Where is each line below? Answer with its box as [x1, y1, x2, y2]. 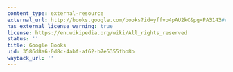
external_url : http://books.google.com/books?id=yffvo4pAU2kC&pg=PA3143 [7, 16, 222, 23]
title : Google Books [7, 42, 67, 49]
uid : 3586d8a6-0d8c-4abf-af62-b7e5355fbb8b [7, 49, 135, 56]
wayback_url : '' [7, 55, 54, 62]
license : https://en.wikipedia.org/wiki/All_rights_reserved [7, 29, 188, 36]
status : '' [7, 36, 39, 43]
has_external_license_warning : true [7, 23, 113, 29]
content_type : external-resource [7, 10, 104, 17]
